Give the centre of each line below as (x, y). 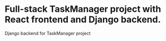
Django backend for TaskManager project (48, 33)
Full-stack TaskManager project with (83, 9)
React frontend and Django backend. (83, 20)
